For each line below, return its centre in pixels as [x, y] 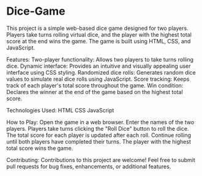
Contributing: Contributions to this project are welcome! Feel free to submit [101, 159]
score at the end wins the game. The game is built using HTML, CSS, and [99, 41]
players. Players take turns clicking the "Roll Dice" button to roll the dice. [98, 128]
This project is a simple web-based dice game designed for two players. [97, 28]
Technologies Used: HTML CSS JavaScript [60, 110]
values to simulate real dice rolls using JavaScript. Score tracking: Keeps [98, 79]
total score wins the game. [40, 148]
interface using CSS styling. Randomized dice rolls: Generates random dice [101, 72]
